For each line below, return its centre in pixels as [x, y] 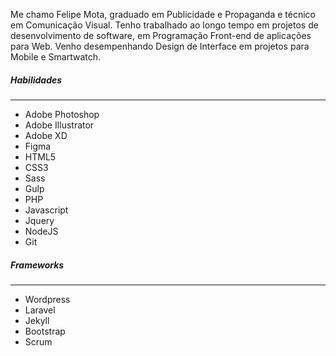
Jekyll [37, 320]
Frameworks [37, 265]
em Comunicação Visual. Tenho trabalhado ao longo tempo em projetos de [164, 25]
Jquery [39, 220]
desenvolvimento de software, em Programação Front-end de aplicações [161, 35]
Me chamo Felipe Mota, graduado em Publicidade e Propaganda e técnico [163, 14]
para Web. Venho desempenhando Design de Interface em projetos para [160, 46]
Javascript [46, 210]
